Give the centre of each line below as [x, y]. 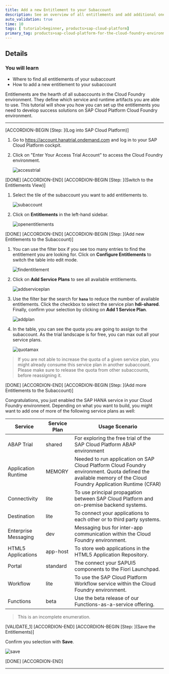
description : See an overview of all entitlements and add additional [81, 15]
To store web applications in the [112, 548]
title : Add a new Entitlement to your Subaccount [58, 10]
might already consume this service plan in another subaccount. [84, 364]
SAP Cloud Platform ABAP [105, 444]
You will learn [22, 68]
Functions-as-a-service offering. [115, 604]
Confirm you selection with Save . [40, 642]
